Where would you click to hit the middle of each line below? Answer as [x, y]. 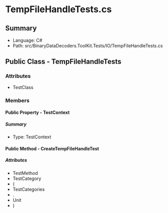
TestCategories [28, 189]
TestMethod [25, 173]
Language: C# [27, 40]
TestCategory [27, 178]
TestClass [23, 87]
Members [17, 100]
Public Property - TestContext [38, 112]
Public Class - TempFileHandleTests [63, 62]
